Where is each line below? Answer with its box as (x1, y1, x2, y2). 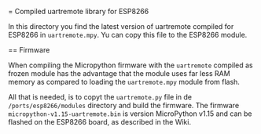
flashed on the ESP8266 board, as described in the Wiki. (8, 118, 191, 126)
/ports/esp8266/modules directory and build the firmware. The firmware (8, 101, 240, 110)
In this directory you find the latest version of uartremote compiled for (8, 22, 234, 31)
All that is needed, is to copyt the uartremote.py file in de (8, 92, 193, 101)
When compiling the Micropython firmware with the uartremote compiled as (8, 60, 253, 70)
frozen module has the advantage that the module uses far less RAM (8, 69, 230, 78)
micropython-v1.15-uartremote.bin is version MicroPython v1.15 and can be (8, 109, 253, 118)
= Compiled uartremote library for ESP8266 (8, 7, 149, 16)
